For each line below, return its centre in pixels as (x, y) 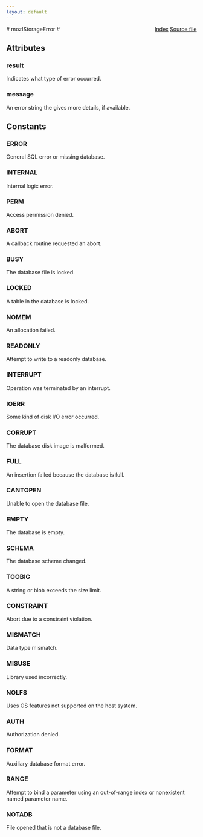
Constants (26, 127)
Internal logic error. (30, 186)
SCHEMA (20, 548)
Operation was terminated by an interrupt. (58, 388)
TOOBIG (18, 577)
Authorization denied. (33, 735)
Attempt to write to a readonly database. (56, 359)
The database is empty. (36, 532)
